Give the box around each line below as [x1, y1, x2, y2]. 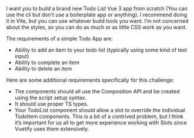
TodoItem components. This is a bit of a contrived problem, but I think [14, 113, 184, 120]
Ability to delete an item [14, 65, 72, 72]
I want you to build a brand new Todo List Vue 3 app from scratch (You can [6, 5, 188, 12]
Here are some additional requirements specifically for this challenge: [6, 76, 175, 83]
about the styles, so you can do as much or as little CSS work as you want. [6, 23, 187, 31]
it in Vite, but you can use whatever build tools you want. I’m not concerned [6, 18, 189, 24]
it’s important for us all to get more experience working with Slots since [14, 119, 187, 126]
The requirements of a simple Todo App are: [6, 35, 113, 42]
